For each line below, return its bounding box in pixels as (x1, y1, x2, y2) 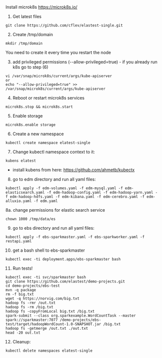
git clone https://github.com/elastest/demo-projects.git (5, 279, 125, 284)
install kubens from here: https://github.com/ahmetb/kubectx (12, 167, 135, 173)
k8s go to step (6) (12, 64, 49, 70)
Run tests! (12, 265, 33, 271)
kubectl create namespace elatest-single (5, 140, 91, 145)
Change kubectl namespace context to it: (12, 149, 95, 155)
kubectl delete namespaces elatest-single (5, 348, 93, 353)
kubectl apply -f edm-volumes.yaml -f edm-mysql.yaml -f (5, 186, 123, 191)
